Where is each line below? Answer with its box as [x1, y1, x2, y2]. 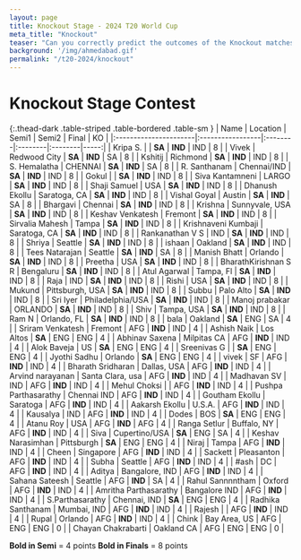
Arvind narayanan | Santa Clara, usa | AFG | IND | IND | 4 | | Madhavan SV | [9, 370, 287, 381]
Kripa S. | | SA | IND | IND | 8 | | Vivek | [112, 142, 255, 152]
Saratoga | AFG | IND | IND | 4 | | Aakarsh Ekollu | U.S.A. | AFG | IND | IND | [9, 399, 285, 409]
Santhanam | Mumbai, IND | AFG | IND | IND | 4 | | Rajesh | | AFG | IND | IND [9, 504, 288, 514]
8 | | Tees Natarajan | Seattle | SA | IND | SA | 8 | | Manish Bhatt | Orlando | [9, 246, 285, 257]
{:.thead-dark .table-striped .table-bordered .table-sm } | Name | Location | [9, 123, 287, 134]
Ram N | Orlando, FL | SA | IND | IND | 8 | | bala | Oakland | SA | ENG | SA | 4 [9, 313, 291, 323]
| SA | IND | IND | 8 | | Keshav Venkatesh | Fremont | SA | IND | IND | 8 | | [9, 208, 278, 220]
